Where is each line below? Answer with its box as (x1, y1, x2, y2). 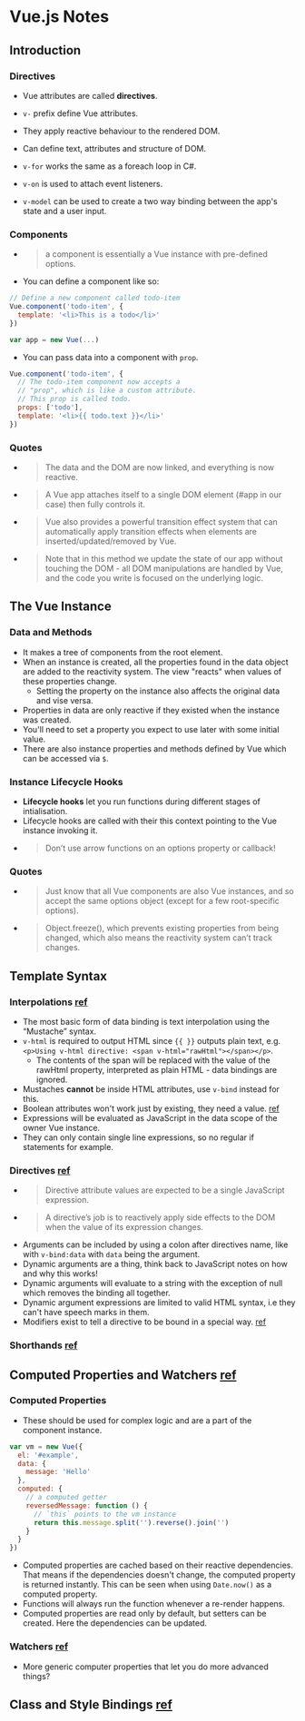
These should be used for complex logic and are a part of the (22, 1414, 252, 1426)
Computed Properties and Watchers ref (9, 1367, 237, 1382)
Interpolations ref (9, 996, 88, 1008)
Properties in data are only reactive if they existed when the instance (22, 704, 280, 715)
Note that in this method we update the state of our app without (44, 553, 283, 564)
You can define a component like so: (22, 276, 160, 287)
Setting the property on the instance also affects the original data (35, 685, 280, 696)
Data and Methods (9, 626, 93, 639)
